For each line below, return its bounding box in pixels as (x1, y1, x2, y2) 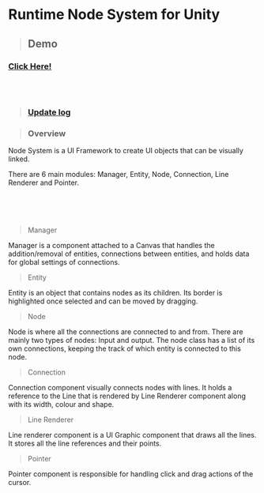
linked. (8, 154, 30, 164)
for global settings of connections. (8, 258, 120, 267)
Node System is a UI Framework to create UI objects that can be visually (8, 146, 243, 156)
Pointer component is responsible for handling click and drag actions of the (8, 469, 254, 479)
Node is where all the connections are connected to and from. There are (8, 327, 243, 337)
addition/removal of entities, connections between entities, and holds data (8, 249, 250, 258)
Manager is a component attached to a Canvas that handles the (8, 241, 215, 250)
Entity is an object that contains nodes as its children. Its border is (8, 288, 223, 298)
